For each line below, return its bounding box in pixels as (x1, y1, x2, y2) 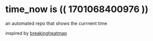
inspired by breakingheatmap (5, 30, 68, 36)
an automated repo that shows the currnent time (5, 20, 107, 26)
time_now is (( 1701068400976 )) (5, 4, 148, 15)
